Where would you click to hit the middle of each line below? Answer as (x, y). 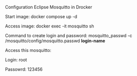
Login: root (16, 60)
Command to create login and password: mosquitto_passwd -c (69, 36)
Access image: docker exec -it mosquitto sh (50, 26)
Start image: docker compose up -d (41, 16)
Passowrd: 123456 (24, 69)
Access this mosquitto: (28, 50)
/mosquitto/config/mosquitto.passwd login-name (55, 41)
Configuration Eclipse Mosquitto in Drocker (49, 7)
